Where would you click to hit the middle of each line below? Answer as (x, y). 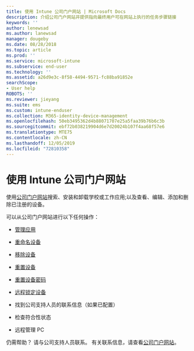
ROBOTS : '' (19, 94)
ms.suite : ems (24, 105)
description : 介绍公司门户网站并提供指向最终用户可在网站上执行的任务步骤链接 (91, 17)
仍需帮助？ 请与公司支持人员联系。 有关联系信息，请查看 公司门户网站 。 (93, 342)
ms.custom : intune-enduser (39, 110)
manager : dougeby (27, 39)
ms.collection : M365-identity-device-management (67, 116)
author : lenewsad (27, 28)
